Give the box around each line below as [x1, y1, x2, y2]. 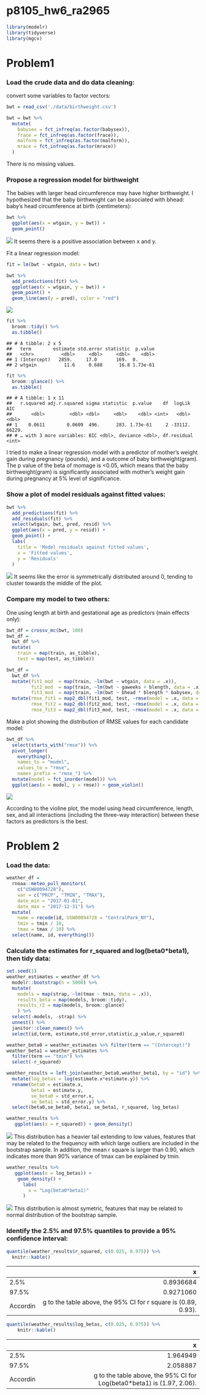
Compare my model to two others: [6, 595, 110, 603]
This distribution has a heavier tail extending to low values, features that [13, 1133, 196, 1140]
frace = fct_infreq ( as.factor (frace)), [17, 132, 120, 138]
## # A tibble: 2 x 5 [6, 340, 62, 347]
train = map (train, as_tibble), [17, 650, 100, 657]
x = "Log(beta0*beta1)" [28, 1187, 89, 1194]
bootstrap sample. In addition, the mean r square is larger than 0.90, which [6, 1146, 195, 1154]
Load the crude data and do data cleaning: [6, 78, 135, 87]
